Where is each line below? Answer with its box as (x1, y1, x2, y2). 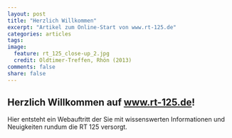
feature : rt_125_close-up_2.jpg (14, 51, 110, 58)
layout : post (7, 10, 46, 18)
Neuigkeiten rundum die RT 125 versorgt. (7, 122, 128, 132)
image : (7, 43, 27, 51)
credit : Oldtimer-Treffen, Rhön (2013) (14, 57, 132, 64)
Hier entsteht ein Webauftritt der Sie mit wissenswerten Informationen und (7, 115, 226, 124)
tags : (7, 37, 23, 44)
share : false (7, 70, 46, 77)
